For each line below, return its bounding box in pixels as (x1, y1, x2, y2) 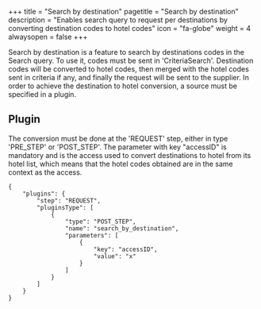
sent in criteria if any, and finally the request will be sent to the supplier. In (8, 73, 250, 82)
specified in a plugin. (8, 90, 77, 98)
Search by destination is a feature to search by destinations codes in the (8, 48, 244, 56)
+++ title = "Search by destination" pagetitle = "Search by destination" (8, 7, 240, 16)
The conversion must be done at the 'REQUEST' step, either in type (8, 133, 228, 143)
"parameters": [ (64, 231, 119, 239)
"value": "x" (93, 252, 136, 261)
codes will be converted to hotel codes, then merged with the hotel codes (8, 64, 250, 74)
